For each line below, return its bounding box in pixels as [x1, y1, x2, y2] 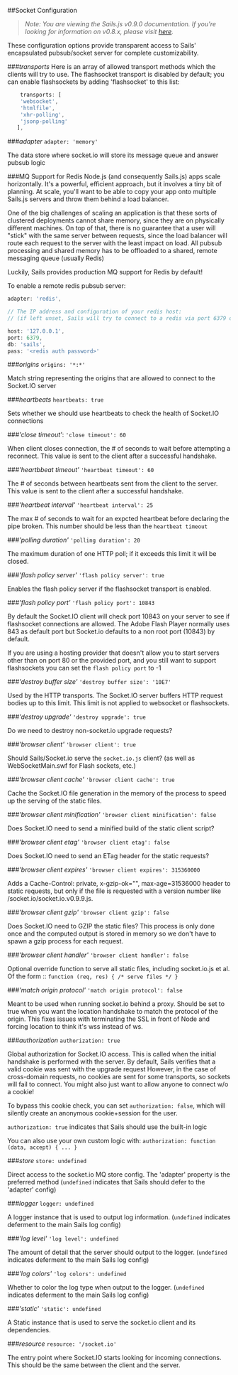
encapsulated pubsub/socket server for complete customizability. [7, 49, 199, 57]
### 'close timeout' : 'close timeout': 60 [7, 430, 126, 439]
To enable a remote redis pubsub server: [7, 282, 126, 290]
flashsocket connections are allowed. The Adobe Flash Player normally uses [7, 620, 230, 628]
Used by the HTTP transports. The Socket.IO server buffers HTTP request [7, 691, 223, 700]
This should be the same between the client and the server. [7, 1361, 181, 1369]
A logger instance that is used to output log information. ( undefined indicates [7, 1213, 232, 1221]
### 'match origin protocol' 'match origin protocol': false [7, 986, 183, 995]
